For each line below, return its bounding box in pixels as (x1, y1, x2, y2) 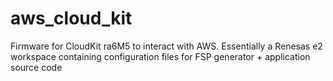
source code (10, 61, 63, 73)
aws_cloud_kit (10, 7, 133, 30)
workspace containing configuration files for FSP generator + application (10, 50, 311, 62)
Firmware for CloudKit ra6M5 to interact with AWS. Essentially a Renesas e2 (10, 40, 323, 52)
